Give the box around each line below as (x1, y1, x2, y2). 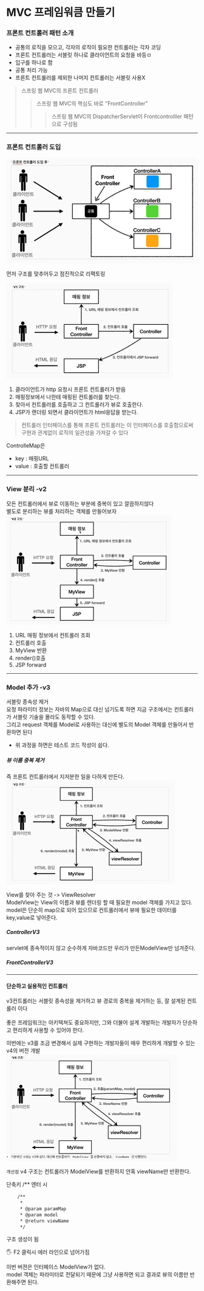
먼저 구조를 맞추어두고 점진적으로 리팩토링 (6, 270, 106, 277)
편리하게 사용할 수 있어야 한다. (12, 1026, 84, 1034)
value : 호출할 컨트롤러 (15, 463, 70, 470)
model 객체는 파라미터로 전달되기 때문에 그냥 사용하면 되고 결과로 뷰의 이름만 (6, 1271, 189, 1278)
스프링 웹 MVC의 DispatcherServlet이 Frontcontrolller (51, 113, 183, 120)
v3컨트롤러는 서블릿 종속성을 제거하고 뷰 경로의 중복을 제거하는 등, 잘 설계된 (6, 997, 186, 1005)
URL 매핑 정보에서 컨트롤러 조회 (15, 631, 91, 639)
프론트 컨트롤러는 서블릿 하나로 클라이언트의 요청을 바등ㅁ (15, 51, 152, 58)
